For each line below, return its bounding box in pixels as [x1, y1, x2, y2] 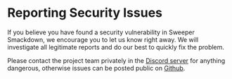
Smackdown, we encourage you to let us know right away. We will [7, 35, 199, 43]
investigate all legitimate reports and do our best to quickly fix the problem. [7, 43, 225, 51]
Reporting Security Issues [7, 5, 163, 21]
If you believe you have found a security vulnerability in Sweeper [7, 28, 195, 36]
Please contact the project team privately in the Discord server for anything [7, 56, 226, 64]
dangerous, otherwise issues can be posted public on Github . [7, 64, 186, 72]
